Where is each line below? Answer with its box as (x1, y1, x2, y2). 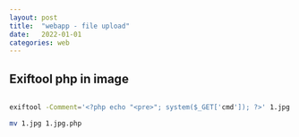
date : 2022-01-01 (9, 30, 82, 39)
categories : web (9, 38, 70, 47)
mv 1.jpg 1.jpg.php (9, 118, 82, 128)
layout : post (9, 13, 58, 22)
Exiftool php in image (9, 71, 130, 86)
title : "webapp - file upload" (9, 21, 130, 30)
